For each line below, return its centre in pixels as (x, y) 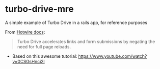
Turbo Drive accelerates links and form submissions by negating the (86, 41)
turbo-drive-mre (40, 9)
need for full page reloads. (44, 46)
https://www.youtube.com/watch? (113, 56)
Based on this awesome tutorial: (45, 56)
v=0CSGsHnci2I (28, 61)
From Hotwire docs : (25, 32)
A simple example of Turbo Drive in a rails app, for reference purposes (76, 23)
